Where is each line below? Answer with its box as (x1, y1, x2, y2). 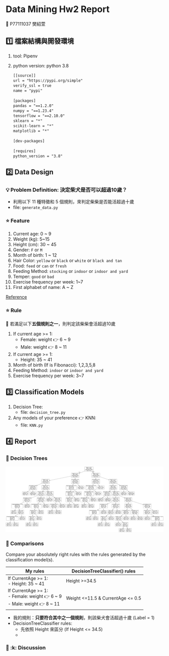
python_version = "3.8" (13, 154, 63, 159)
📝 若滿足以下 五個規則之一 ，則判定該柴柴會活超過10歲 (6, 321, 116, 327)
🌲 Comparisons (6, 540, 44, 547)
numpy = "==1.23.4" (13, 108, 54, 113)
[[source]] (13, 73, 36, 78)
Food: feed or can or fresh (13, 263, 67, 269)
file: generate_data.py (13, 204, 58, 210)
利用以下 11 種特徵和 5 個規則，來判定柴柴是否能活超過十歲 (13, 199, 134, 205)
